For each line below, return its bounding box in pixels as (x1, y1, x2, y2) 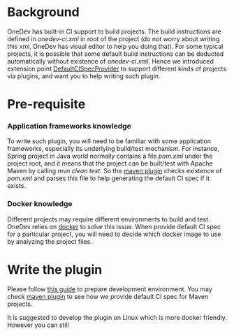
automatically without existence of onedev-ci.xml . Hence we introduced (7, 57, 214, 65)
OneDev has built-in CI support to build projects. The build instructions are (7, 27, 221, 36)
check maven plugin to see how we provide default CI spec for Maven (7, 292, 209, 300)
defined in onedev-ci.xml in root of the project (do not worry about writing (7, 34, 220, 43)
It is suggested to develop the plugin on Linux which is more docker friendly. (7, 313, 227, 321)
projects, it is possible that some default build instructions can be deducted (7, 50, 224, 58)
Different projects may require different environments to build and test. (7, 214, 211, 224)
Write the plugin (7, 261, 103, 277)
